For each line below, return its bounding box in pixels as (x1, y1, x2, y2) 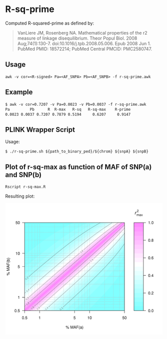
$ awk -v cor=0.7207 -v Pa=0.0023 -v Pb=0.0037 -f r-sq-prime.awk (5, 102, 146, 107)
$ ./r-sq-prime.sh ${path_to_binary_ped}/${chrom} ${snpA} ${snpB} (5, 149, 149, 154)
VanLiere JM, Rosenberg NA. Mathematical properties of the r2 (17, 30, 147, 36)
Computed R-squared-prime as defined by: (5, 20, 94, 26)
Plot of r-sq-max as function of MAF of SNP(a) (5, 162, 152, 171)
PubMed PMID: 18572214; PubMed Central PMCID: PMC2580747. (17, 46, 152, 52)
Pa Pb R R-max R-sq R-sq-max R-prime (5, 107, 131, 112)
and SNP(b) (5, 171, 42, 179)
